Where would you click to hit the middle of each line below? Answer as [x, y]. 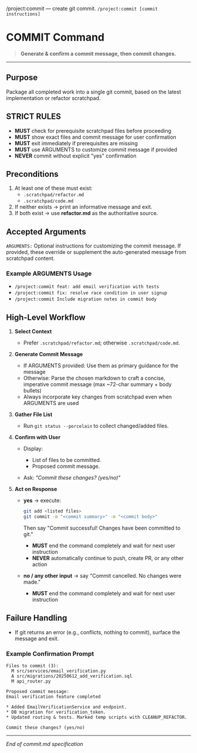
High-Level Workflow [46, 317]
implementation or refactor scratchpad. [53, 98]
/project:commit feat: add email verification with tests [87, 287]
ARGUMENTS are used [51, 403]
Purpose [22, 78]
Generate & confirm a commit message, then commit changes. [98, 53]
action [40, 564]
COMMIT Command [55, 37]
